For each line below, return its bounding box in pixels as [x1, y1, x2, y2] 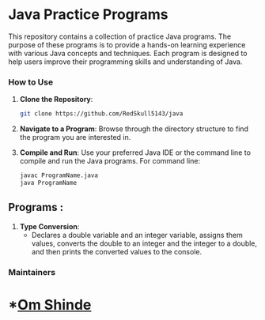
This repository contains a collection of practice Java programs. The [8, 32, 232, 41]
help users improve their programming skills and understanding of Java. [8, 57, 243, 66]
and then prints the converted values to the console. [31, 247, 203, 256]
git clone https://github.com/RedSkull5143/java [19, 110, 184, 118]
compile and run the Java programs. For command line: [19, 156, 200, 166]
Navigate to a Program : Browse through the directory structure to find [19, 124, 249, 134]
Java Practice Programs [8, 6, 168, 24]
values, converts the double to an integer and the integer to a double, [31, 239, 258, 248]
